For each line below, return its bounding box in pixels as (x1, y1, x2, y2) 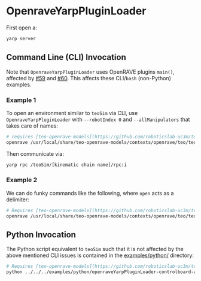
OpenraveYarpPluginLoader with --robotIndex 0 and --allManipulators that (6, 116, 190, 123)
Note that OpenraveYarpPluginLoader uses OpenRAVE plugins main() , (6, 68, 175, 75)
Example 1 (6, 96, 36, 104)
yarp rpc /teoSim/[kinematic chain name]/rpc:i (6, 162, 127, 168)
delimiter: (6, 196, 30, 203)
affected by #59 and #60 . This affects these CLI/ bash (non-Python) (6, 74, 172, 81)
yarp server (6, 35, 36, 41)
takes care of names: (6, 122, 58, 129)
